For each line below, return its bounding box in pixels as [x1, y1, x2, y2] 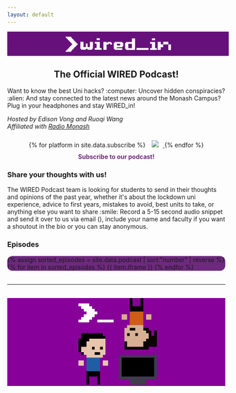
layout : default [7, 11, 54, 18]
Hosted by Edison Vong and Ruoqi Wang [7, 114, 123, 123]
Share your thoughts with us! [7, 170, 107, 180]
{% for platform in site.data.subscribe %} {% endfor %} [28, 141, 204, 149]
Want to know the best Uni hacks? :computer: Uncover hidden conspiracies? [7, 87, 226, 95]
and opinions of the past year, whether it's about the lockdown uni [7, 193, 196, 201]
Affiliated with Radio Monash [7, 122, 90, 130]
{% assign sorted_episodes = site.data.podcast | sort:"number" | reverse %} [7, 255, 225, 263]
